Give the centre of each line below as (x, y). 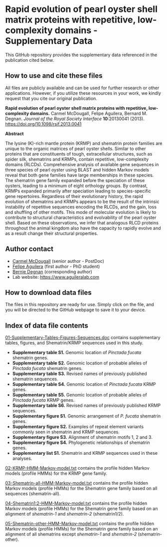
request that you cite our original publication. (51, 98)
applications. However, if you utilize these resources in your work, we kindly (83, 93)
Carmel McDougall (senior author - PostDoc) (58, 261)
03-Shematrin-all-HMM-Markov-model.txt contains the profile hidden (77, 483)
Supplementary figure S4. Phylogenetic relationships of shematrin (81, 443)
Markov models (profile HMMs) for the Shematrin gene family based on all (81, 488)
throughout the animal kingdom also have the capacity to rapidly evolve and (83, 228)
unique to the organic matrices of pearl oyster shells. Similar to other (76, 149)
